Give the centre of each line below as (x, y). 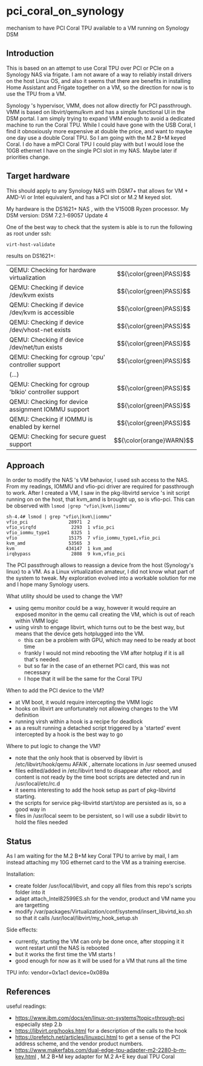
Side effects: (22, 930)
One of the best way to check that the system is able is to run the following (99, 227)
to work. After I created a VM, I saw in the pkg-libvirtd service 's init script (98, 493)
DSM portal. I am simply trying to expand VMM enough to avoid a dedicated (101, 118)
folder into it (30, 892)
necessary (37, 672)
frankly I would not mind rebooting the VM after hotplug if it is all (104, 653)
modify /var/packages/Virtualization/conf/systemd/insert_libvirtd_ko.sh (103, 912)
